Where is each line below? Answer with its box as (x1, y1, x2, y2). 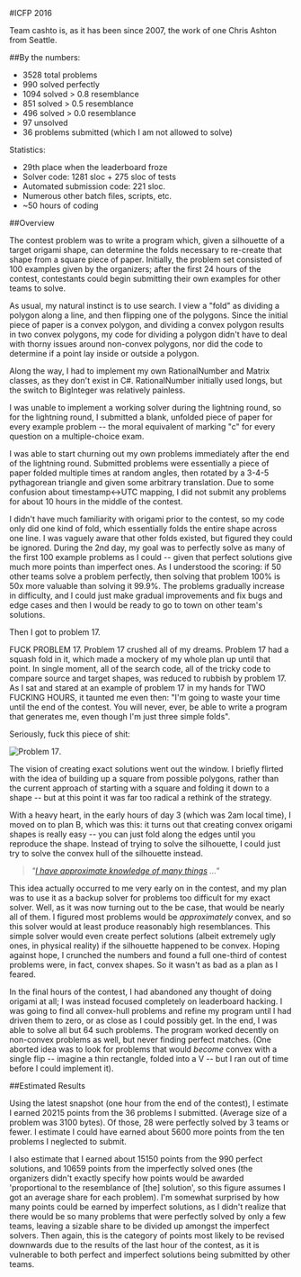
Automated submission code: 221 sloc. (22, 181, 166, 192)
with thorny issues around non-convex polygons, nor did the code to (9, 339, 263, 349)
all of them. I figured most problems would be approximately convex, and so (9, 911, 292, 922)
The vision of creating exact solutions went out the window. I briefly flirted (9, 764, 284, 774)
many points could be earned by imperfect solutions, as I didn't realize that (9, 1201, 287, 1212)
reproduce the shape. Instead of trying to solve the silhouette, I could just (9, 838, 281, 849)
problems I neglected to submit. (9, 1137, 128, 1146)
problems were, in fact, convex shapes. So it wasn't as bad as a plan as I (9, 959, 279, 970)
